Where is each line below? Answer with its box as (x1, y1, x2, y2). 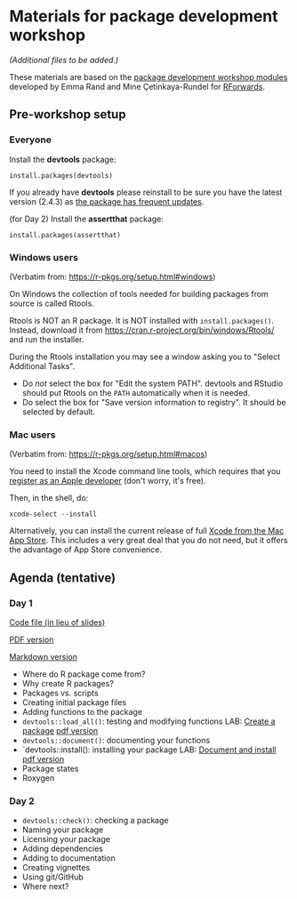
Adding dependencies (21, 843, 104, 855)
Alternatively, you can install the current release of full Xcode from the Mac (9, 526, 285, 536)
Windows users (9, 251, 78, 263)
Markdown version (9, 651, 78, 662)
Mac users (9, 429, 56, 441)
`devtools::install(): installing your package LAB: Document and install (21, 744, 277, 755)
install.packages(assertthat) (9, 230, 122, 239)
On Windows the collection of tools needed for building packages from (9, 288, 269, 299)
